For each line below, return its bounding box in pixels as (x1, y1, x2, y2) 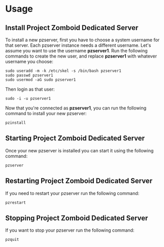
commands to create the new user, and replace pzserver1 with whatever (5, 53, 157, 59)
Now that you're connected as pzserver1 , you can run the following (5, 105, 147, 111)
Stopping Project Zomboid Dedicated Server (5, 214, 148, 223)
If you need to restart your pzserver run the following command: (5, 190, 140, 196)
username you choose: (5, 59, 53, 64)
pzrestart (5, 200, 26, 205)
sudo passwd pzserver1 (5, 73, 53, 78)
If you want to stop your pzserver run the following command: (5, 227, 135, 233)
